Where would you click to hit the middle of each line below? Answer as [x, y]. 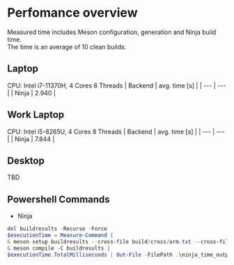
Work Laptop [36, 115]
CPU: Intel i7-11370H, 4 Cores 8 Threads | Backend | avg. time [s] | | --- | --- [117, 86]
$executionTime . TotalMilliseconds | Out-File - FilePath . [93, 255]
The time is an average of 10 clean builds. [67, 47]
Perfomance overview [72, 13]
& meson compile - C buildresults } [59, 248]
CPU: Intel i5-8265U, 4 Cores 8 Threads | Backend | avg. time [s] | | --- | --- [116, 131]
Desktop [26, 160]
